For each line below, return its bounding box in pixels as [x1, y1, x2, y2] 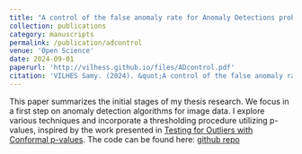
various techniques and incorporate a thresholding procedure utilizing [9, 115, 268, 125]
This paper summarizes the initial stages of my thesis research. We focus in [9, 96, 289, 107]
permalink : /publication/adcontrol [9, 38, 143, 47]
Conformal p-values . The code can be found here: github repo [9, 133, 240, 144]
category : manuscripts [9, 30, 94, 38]
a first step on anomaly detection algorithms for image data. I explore [9, 105, 265, 116]
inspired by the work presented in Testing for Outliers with [37, 124, 253, 135]
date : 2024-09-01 [9, 55, 75, 64]
